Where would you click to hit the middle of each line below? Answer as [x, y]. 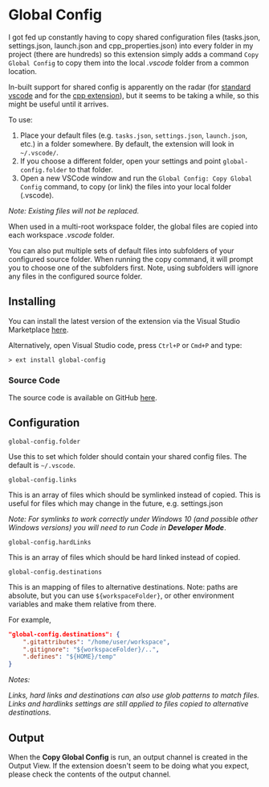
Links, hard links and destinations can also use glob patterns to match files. [134, 695]
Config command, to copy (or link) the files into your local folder [125, 186]
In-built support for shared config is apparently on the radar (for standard [130, 87]
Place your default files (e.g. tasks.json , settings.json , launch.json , [134, 135]
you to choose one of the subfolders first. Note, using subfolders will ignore [133, 267]
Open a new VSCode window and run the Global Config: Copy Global [136, 178]
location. [23, 71]
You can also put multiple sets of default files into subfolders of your [121, 251]
